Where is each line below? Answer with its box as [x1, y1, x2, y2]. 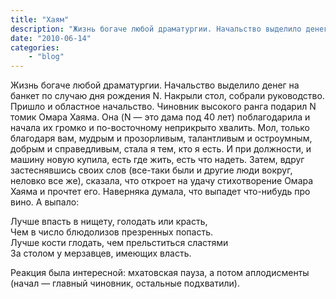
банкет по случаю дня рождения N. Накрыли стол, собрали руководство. [10, 90, 325, 102]
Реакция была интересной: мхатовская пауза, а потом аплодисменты [10, 267, 310, 279]
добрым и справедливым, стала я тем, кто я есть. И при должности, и [10, 143, 312, 155]
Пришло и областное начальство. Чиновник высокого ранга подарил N [10, 101, 317, 113]
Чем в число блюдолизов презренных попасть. [10, 226, 213, 238]
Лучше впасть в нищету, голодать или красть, [10, 216, 208, 228]
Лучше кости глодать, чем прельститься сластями [10, 237, 229, 249]
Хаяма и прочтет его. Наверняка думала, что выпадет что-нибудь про [10, 186, 311, 198]
